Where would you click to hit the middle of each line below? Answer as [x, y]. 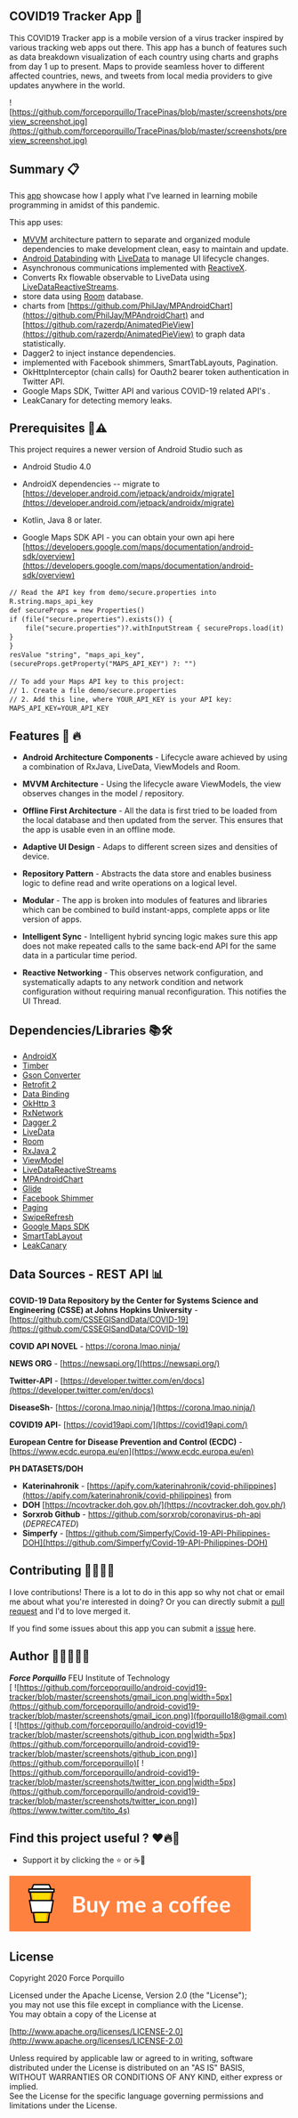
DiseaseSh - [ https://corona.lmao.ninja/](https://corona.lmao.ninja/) [133, 1407]
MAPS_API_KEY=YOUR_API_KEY [59, 709]
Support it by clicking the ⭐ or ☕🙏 [84, 1860]
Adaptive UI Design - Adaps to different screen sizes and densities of [150, 847]
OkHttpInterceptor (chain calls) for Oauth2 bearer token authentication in [155, 371]
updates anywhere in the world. [67, 85]
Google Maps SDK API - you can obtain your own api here [128, 538]
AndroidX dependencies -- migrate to [91, 484]
